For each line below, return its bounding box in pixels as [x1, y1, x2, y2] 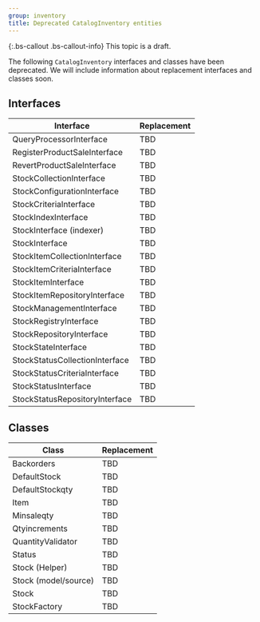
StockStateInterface [12, 341, 88, 353]
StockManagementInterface [12, 303, 117, 314]
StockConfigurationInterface [12, 185, 120, 197]
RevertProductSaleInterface [12, 160, 116, 171]
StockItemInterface [12, 277, 85, 288]
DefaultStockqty [12, 484, 73, 496]
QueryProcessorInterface [12, 134, 108, 145]
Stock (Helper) [12, 562, 68, 573]
